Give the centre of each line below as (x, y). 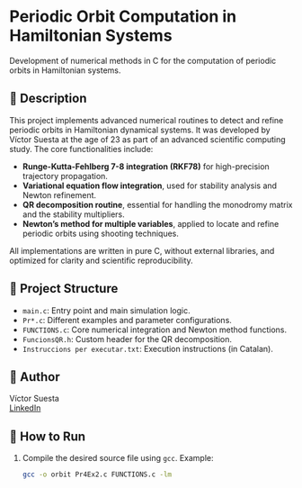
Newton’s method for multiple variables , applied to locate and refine (151, 223)
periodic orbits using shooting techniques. (101, 233)
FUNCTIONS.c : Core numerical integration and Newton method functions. (155, 330)
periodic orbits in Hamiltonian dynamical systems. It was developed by (140, 130)
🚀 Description (48, 99)
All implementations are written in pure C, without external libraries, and (142, 250)
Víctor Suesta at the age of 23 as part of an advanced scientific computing (147, 139)
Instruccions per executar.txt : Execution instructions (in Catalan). (148, 348)
